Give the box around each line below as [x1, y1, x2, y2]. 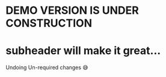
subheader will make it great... [5, 44, 161, 58]
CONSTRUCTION [5, 16, 93, 30]
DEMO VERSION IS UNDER [5, 4, 139, 17]
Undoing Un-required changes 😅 [5, 64, 88, 71]
